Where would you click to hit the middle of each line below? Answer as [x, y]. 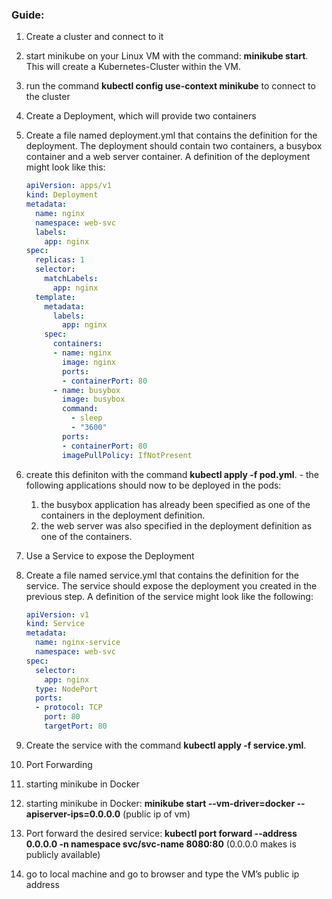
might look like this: [65, 167]
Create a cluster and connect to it [94, 37]
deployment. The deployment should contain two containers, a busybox [174, 146]
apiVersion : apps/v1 [68, 186]
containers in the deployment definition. [123, 515]
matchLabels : [71, 279]
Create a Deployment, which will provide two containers [141, 116]
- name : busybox [86, 390]
